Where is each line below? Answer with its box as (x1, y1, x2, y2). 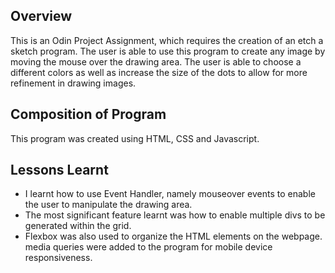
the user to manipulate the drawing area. (24, 199, 193, 211)
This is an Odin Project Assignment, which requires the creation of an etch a (10, 34, 324, 46)
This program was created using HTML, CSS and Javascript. (10, 132, 260, 144)
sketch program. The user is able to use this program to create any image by (10, 45, 326, 57)
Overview (10, 8, 73, 25)
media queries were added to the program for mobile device (24, 241, 273, 253)
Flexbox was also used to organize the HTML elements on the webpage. (24, 230, 323, 243)
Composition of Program (10, 106, 167, 123)
